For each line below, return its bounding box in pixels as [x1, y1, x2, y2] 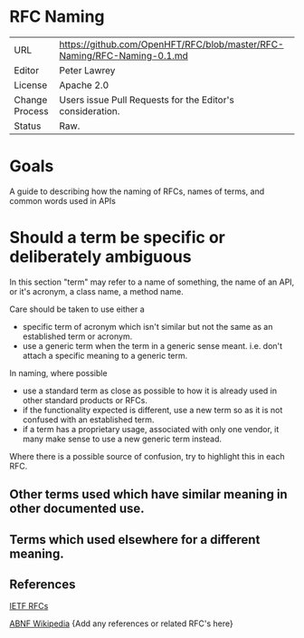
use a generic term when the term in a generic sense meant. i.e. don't [22, 340, 283, 351]
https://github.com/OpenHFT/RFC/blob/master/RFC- [59, 38, 284, 51]
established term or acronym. [22, 331, 133, 342]
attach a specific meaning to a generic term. [22, 350, 188, 361]
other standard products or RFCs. [22, 394, 147, 405]
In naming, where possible [9, 367, 108, 378]
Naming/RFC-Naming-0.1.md [59, 49, 188, 62]
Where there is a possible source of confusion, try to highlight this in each [9, 450, 285, 461]
